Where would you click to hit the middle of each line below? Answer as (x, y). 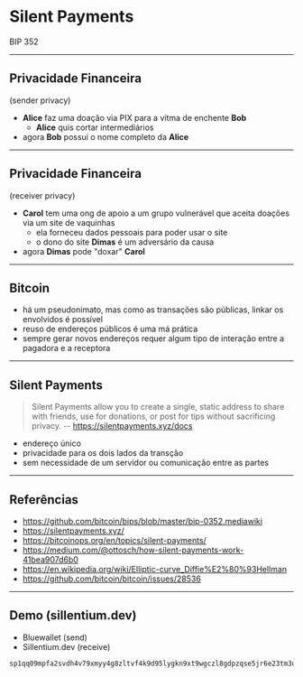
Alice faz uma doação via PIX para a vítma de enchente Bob (134, 117)
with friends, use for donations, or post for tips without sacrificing (153, 416)
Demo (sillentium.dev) (73, 616)
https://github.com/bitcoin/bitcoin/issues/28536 (111, 579)
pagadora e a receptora (66, 348)
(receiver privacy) (42, 195)
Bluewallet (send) (55, 637)
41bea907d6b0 (50, 560)
